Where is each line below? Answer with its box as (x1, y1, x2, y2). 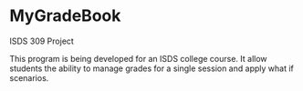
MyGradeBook (9, 5, 121, 26)
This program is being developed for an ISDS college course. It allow (9, 53, 267, 64)
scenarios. (9, 72, 49, 83)
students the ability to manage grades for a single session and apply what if (9, 63, 294, 74)
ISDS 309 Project (9, 35, 75, 46)
